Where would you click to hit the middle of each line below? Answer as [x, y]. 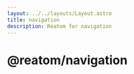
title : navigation [33, 20]
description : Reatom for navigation [59, 26]
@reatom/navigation [67, 60]
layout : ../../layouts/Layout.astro [59, 13]
